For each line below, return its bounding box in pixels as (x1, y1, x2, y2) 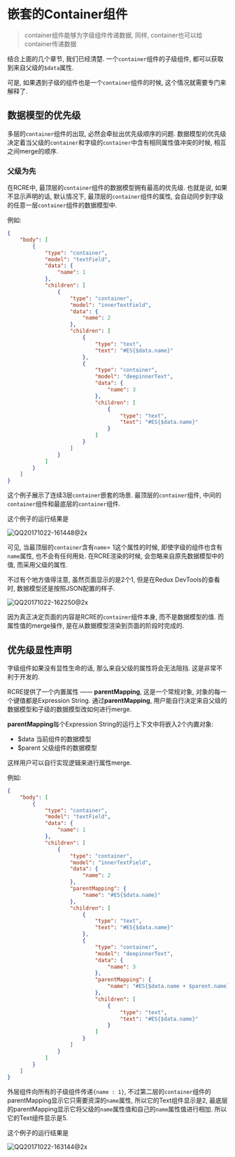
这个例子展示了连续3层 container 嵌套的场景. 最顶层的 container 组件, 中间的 (7, 491, 222, 500)
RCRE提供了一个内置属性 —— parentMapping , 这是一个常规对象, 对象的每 (7, 687, 221, 696)
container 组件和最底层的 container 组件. (7, 500, 121, 508)
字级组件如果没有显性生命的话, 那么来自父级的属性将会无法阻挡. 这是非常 (7, 664, 217, 672)
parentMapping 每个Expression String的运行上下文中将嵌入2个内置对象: (7, 720, 214, 728)
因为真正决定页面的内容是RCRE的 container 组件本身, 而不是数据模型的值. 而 (7, 612, 225, 621)
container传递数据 (24, 39, 77, 48)
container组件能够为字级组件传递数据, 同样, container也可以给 (24, 31, 203, 39)
